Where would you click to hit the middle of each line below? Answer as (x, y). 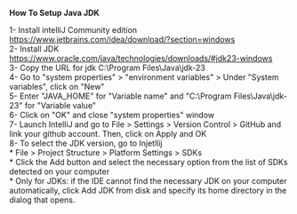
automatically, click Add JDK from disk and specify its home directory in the (148, 190)
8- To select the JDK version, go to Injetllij (86, 143)
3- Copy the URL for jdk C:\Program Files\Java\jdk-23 (108, 67)
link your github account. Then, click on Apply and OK (108, 134)
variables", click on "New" (57, 87)
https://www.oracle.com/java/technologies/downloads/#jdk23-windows (141, 58)
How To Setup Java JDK (54, 13)
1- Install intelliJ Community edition (73, 30)
